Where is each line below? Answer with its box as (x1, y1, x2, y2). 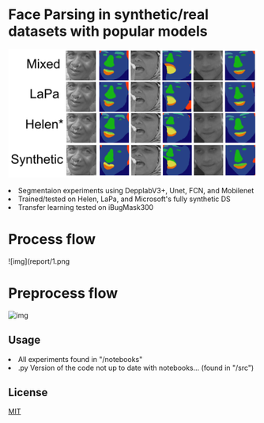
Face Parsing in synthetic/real (8, 6, 209, 24)
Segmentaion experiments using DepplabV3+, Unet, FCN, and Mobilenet (18, 185, 255, 195)
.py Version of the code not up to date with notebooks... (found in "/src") (18, 363, 255, 372)
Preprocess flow (8, 284, 119, 302)
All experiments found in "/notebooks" (18, 354, 143, 364)
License (8, 386, 48, 399)
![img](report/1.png (8, 256, 70, 266)
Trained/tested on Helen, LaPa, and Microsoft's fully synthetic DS (18, 194, 231, 204)
